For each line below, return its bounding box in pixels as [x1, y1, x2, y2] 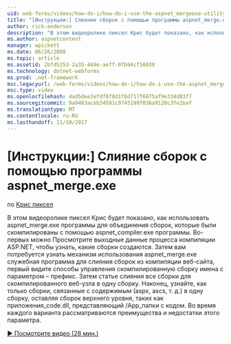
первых [7, 235, 30, 244]
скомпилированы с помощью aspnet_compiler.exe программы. [7, 228, 192, 237]
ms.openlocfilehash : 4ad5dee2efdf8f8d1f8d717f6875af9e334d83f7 [7, 94, 192, 100]
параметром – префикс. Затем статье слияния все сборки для [7, 272, 191, 281]
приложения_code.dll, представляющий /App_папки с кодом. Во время [7, 301, 217, 310]
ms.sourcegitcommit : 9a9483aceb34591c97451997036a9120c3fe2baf [7, 100, 192, 107]
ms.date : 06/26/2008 [7, 49, 67, 56]
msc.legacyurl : [7, 80, 51, 87]
